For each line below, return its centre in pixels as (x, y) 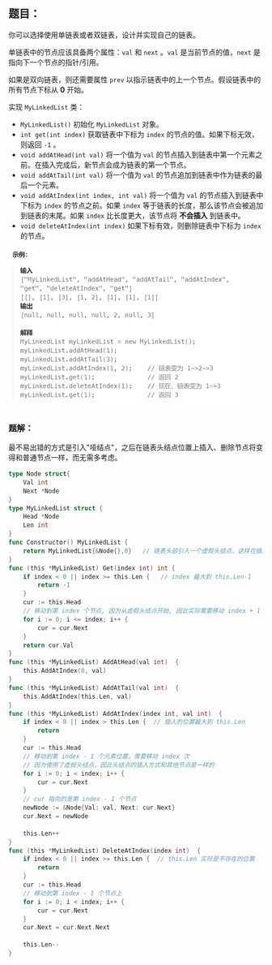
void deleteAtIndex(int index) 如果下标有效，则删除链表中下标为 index (140, 226)
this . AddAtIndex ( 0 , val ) (65, 671)
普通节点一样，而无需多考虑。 (72, 458)
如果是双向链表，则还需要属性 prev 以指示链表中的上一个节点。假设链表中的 (135, 80)
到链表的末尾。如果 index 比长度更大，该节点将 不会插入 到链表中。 (132, 215)
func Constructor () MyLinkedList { (68, 543)
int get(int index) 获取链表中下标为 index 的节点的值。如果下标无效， (139, 134)
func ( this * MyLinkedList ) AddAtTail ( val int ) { (94, 687)
